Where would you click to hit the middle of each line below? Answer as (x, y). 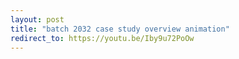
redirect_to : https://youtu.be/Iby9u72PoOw (102, 38)
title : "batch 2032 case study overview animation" (120, 29)
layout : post (37, 19)
